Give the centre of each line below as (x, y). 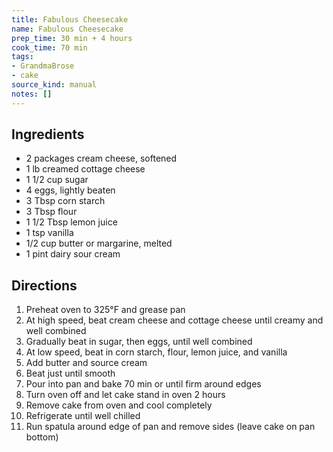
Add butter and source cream (86, 363)
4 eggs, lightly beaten (70, 190)
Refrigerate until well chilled (83, 416)
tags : (22, 57)
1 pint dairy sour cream (73, 254)
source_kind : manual (54, 85)
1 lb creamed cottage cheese (85, 169)
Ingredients (48, 134)
